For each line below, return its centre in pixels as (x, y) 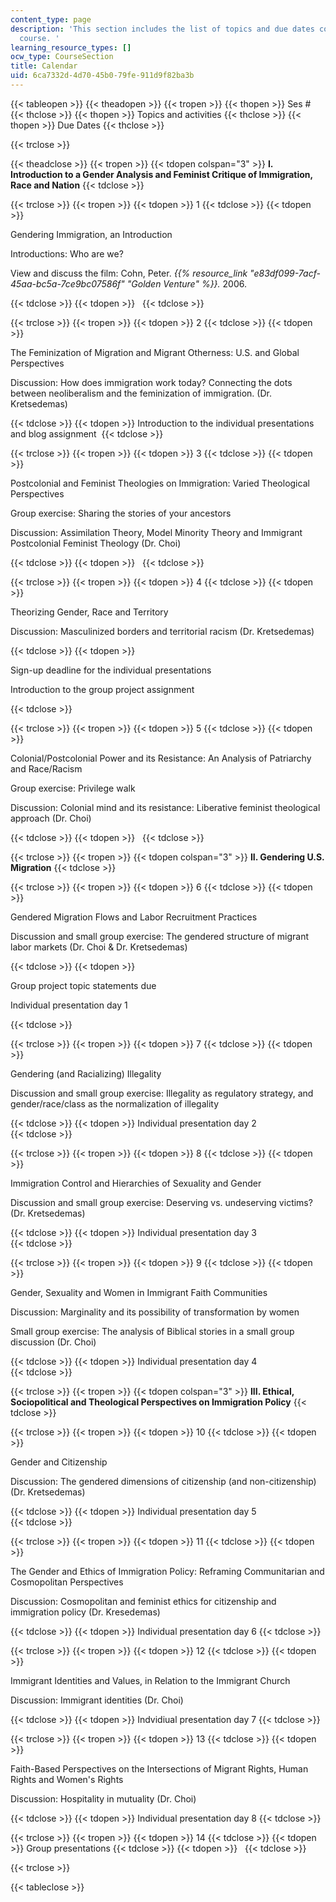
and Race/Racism (46, 768)
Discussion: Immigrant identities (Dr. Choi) (97, 1700)
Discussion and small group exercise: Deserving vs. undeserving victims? (161, 1202)
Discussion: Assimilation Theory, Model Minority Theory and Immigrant (156, 532)
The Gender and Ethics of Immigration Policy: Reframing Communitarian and (167, 1571)
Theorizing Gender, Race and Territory (89, 612)
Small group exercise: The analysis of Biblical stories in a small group (152, 1331)
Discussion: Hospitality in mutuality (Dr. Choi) (103, 1798)
